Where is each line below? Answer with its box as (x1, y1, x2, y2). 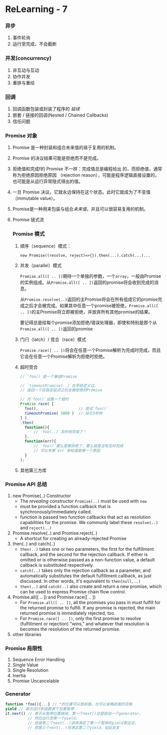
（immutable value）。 (12, 195, 58, 201)
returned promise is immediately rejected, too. (20, 610, 115, 616)
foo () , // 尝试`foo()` (24, 406, 109, 411)
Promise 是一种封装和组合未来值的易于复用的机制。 (12, 145, 119, 151)
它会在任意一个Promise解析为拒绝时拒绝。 (20, 353, 108, 359)
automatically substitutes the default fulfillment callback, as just (20, 572, 151, 578)
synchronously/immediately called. (20, 509, 92, 515)
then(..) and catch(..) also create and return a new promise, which (20, 583, 162, 589)
